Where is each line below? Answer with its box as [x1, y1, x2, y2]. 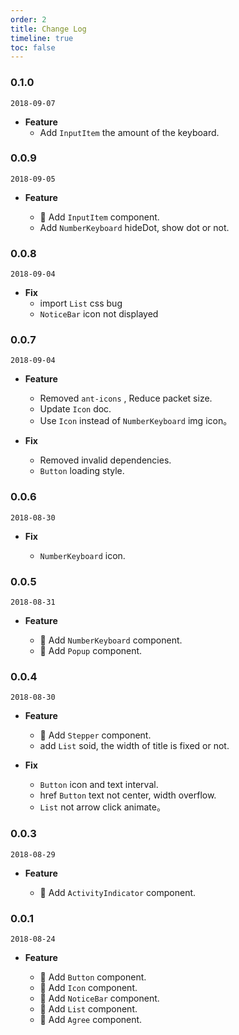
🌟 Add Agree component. [39, 1013, 143, 1025]
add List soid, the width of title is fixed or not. [39, 740, 230, 752]
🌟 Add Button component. [39, 971, 147, 983]
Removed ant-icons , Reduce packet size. [39, 392, 213, 405]
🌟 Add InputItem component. [39, 211, 160, 223]
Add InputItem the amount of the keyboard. [39, 126, 220, 138]
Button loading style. [39, 465, 125, 477]
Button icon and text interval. [39, 779, 159, 791]
